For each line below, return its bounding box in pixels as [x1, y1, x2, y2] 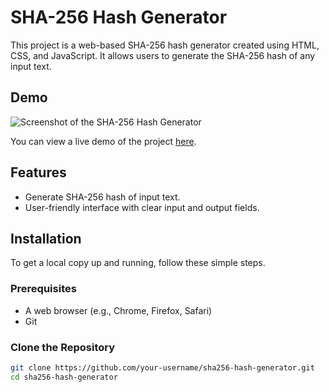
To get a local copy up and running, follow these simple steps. [10, 257, 266, 269]
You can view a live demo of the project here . [10, 135, 197, 147]
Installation [10, 230, 82, 247]
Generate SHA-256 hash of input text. [24, 191, 181, 203]
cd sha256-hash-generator [10, 372, 118, 382]
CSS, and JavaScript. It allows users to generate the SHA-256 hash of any [10, 49, 316, 61]
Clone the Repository [10, 340, 116, 354]
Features [10, 164, 67, 181]
